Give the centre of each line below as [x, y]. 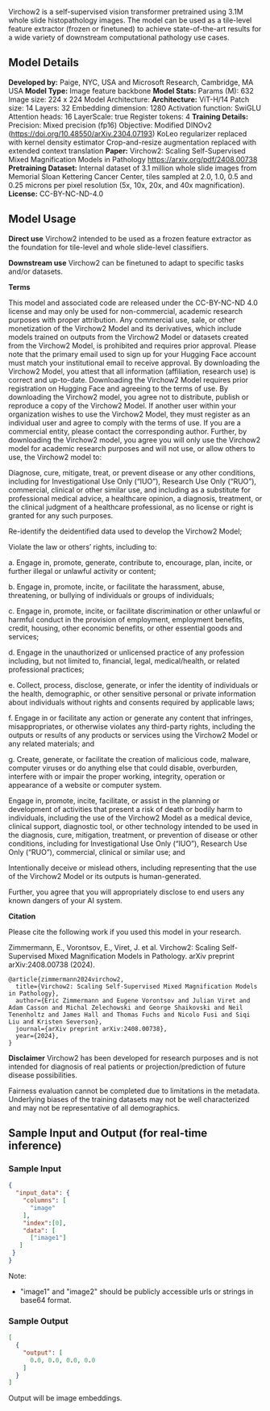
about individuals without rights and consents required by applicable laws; [132, 702]
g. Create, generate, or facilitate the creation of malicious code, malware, [130, 759]
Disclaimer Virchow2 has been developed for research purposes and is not [133, 1057]
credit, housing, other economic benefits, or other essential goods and [125, 628]
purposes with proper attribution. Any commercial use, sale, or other [122, 320]
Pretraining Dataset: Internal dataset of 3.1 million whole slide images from [133, 168]
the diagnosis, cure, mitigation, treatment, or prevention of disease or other [133, 835]
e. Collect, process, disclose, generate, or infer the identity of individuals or [133, 685]
